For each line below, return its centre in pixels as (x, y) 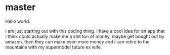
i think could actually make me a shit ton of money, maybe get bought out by (85, 36)
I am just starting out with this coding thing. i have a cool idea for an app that (85, 31)
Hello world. (18, 21)
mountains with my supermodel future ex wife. (54, 47)
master (20, 7)
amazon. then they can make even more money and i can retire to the (78, 41)
